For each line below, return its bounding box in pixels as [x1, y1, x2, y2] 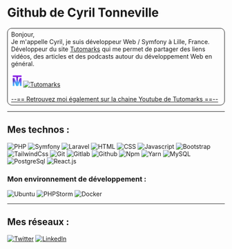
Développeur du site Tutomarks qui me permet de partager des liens [11, 45, 206, 53]
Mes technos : [7, 124, 70, 136]
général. [11, 59, 35, 68]
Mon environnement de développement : [7, 174, 147, 183]
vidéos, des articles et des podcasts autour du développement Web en [11, 52, 213, 60]
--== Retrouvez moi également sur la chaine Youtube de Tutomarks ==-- [11, 94, 219, 103]
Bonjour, [11, 30, 35, 39]
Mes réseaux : [7, 216, 70, 228]
